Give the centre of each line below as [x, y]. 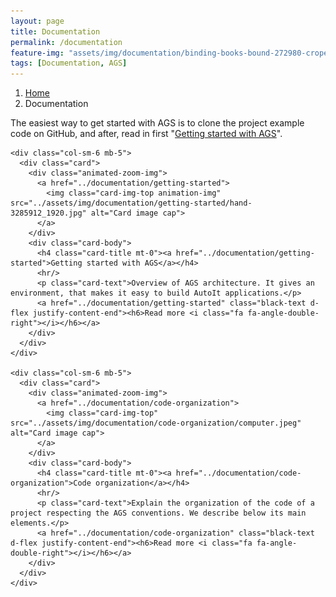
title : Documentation [55, 31]
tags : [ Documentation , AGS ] [69, 63]
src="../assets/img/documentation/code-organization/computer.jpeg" [156, 423]
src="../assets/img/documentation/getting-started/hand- [131, 203]
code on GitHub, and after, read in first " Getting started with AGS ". [146, 134]
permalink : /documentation [66, 42]
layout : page [37, 21]
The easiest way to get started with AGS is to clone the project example [157, 123]
